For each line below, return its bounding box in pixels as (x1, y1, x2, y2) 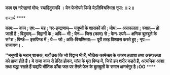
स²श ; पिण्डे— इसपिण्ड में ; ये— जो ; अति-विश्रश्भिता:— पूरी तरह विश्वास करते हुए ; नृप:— (5, 36, 151, 43)
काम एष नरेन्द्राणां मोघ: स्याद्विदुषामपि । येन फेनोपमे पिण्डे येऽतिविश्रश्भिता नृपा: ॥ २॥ (5, 5, 134, 11)
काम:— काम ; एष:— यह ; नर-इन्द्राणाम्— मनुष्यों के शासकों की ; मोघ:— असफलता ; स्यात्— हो (5, 25, 159, 31)
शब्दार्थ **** (5, 15, 26, 21)
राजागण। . (5, 42, 24, 48)
